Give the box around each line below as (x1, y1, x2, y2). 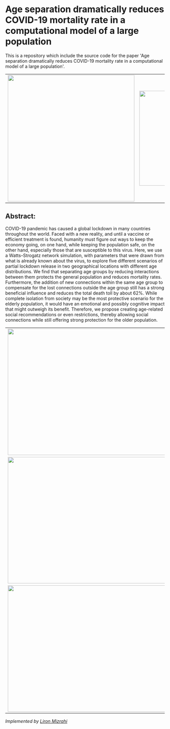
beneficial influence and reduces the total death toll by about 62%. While (5, 290, 157, 296)
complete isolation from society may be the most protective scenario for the (5, 295, 163, 302)
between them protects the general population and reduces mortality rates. (5, 274, 162, 280)
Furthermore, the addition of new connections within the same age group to (5, 279, 163, 285)
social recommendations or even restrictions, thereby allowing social (5, 311, 148, 317)
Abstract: (5, 212, 36, 221)
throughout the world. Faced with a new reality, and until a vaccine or (5, 231, 150, 237)
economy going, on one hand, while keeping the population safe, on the (5, 241, 155, 247)
